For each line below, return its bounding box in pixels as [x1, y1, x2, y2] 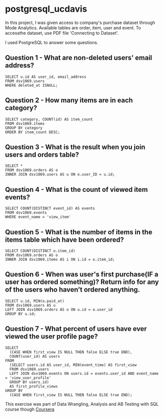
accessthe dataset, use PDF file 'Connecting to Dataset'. [5, 30, 119, 36]
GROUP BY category [5, 125, 43, 130]
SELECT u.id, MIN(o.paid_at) [5, 299, 65, 303]
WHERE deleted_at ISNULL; [5, 83, 58, 88]
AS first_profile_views [9, 384, 58, 389]
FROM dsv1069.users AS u [5, 302, 56, 308]
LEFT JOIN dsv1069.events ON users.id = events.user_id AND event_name [9, 371, 159, 376]
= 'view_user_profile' [5, 375, 51, 380]
